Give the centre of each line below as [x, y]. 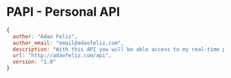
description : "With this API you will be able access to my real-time [116, 49]
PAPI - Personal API [63, 12]
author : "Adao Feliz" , [45, 36]
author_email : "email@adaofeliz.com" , [69, 43]
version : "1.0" [34, 62]
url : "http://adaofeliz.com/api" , [62, 55]
